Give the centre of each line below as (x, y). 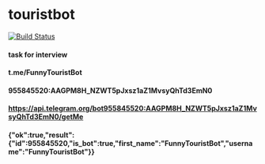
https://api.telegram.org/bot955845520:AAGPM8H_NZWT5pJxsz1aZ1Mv (132, 109)
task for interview (38, 54)
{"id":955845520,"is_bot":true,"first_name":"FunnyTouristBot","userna (131, 143)
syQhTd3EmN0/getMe (46, 117)
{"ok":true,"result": (42, 135)
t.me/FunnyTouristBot (45, 73)
